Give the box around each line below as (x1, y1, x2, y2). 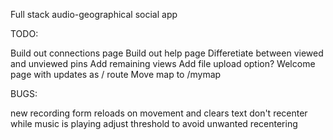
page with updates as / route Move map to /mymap (10, 69, 222, 80)
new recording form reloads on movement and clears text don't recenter (10, 107, 308, 119)
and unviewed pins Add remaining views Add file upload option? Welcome (10, 58, 316, 69)
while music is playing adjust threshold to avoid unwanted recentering (10, 118, 298, 129)
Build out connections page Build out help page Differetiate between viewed (10, 47, 324, 59)
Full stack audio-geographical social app (10, 9, 178, 20)
